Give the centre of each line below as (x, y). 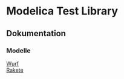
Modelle (18, 51)
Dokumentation (36, 33)
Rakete (15, 70)
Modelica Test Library (62, 11)
